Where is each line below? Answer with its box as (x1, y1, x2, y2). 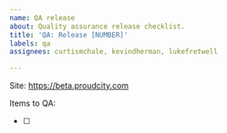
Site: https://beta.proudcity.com (9, 80, 129, 91)
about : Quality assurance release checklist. (9, 22, 185, 31)
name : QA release (9, 13, 76, 23)
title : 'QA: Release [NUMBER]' (9, 30, 129, 39)
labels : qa (9, 38, 51, 48)
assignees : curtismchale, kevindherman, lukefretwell (9, 47, 219, 56)
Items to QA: (9, 97, 57, 109)
